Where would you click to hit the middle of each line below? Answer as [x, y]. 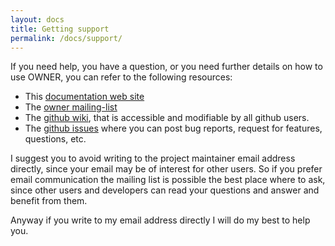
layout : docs [37, 19]
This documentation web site [84, 97]
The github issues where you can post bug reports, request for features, [173, 128]
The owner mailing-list [71, 107]
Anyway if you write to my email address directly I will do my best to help [160, 220]
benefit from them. [49, 201]
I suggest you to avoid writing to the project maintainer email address [153, 158]
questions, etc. [55, 139]
